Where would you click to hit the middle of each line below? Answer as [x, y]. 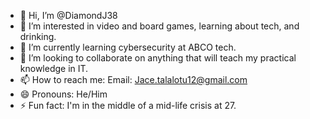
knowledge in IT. [54, 68]
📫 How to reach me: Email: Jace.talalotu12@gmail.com [133, 79]
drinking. [38, 36]
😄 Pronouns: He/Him [63, 94]
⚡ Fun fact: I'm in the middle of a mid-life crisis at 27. [128, 105]
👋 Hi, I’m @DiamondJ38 [68, 15]
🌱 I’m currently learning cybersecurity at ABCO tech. [128, 47]
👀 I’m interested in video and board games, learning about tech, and [159, 26]
